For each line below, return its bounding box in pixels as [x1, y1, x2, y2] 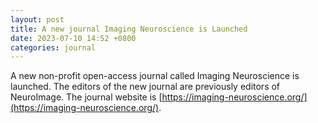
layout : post [10, 14, 65, 25]
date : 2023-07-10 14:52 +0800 [10, 33, 137, 43]
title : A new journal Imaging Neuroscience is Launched [10, 24, 248, 34]
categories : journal [10, 42, 97, 53]
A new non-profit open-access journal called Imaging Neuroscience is [10, 70, 300, 82]
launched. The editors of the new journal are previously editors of [10, 81, 281, 93]
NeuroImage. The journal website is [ [10, 91, 163, 103]
